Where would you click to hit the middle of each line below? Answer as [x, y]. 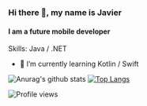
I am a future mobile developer [59, 31]
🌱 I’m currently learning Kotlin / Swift [79, 64]
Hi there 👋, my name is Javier [65, 13]
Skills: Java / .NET [38, 49]
